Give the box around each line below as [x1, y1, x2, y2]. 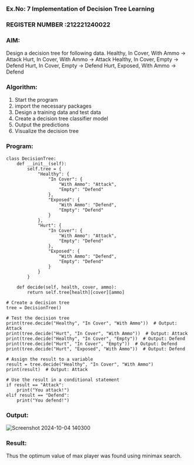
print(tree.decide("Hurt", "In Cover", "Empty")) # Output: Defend [6, 340, 178, 347]
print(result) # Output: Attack [6, 366, 88, 372]
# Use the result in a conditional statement [6, 377, 119, 383]
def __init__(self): [16, 160, 67, 166]
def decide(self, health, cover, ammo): [16, 284, 117, 290]
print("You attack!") [16, 387, 69, 393]
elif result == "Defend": [6, 392, 69, 398]
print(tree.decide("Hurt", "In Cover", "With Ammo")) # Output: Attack [6, 330, 188, 336]
